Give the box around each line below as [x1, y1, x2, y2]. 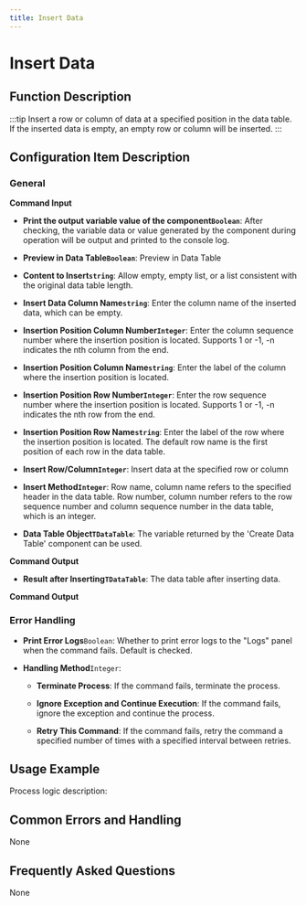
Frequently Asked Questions [9, 863, 176, 878]
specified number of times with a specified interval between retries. [36, 735, 291, 746]
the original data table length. [22, 280, 134, 291]
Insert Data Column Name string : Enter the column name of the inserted [22, 298, 297, 309]
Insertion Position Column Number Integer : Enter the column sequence [22, 325, 294, 336]
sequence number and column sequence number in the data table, [22, 501, 274, 512]
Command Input [9, 197, 72, 208]
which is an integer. [22, 511, 97, 522]
